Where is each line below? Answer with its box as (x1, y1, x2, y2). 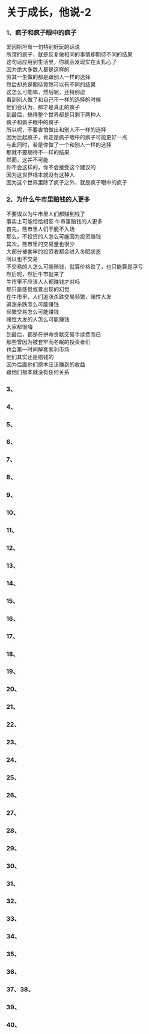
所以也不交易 (6, 255, 38, 263)
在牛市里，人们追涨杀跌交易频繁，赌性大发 (6, 293, 112, 300)
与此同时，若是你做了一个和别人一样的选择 (6, 141, 112, 148)
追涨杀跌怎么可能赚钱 (6, 301, 59, 308)
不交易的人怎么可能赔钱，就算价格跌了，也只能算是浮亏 (6, 263, 143, 270)
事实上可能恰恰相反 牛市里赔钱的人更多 (6, 217, 103, 225)
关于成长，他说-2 (6, 5, 92, 19)
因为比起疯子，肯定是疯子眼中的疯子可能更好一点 (6, 134, 127, 141)
